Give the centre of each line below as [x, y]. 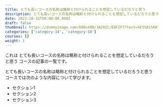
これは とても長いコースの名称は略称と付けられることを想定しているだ [75, 55]
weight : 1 [15, 41]
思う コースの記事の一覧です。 [39, 61]
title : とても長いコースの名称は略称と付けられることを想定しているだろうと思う [75, 9]
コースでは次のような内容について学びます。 [49, 77]
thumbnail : [16, 27]
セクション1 [24, 88]
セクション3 [24, 100]
